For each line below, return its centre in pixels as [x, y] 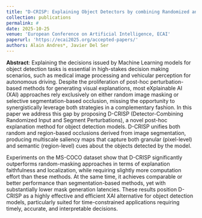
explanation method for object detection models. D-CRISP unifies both [93, 126]
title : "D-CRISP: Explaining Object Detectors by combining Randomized [98, 12]
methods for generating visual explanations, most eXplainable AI [103, 88]
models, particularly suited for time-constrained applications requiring [93, 202]
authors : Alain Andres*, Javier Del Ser [58, 46]
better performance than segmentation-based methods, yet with [86, 183]
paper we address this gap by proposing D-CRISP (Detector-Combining [95, 114]
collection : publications [38, 17]
